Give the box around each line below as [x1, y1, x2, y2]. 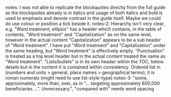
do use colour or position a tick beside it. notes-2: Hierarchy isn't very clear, [5, 20, 165, 27]
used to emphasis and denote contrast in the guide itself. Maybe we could [5, 15, 161, 21]
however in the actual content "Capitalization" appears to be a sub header [5, 37, 161, 43]
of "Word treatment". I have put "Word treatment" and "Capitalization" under [5, 42, 166, 48]
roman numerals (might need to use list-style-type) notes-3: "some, [5, 75, 148, 81]
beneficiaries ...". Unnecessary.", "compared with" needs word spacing [5, 86, 154, 91]
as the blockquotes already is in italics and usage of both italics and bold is [5, 10, 163, 16]
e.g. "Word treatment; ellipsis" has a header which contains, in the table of [5, 26, 162, 32]
